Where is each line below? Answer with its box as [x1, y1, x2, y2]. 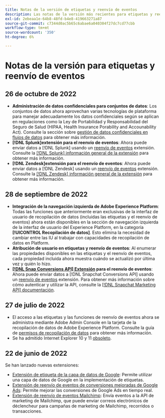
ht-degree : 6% [5, 35, 34, 40]
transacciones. [12, 408, 43, 414]
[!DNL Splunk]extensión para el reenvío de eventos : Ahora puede [12, 139, 147, 145]
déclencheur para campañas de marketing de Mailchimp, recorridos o [12, 403, 154, 409]
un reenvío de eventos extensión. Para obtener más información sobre [12, 276, 155, 282]
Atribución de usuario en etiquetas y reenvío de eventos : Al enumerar [12, 245, 157, 251]
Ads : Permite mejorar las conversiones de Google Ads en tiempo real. [12, 388, 153, 393]
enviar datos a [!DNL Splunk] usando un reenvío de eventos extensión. [12, 144, 155, 150]
